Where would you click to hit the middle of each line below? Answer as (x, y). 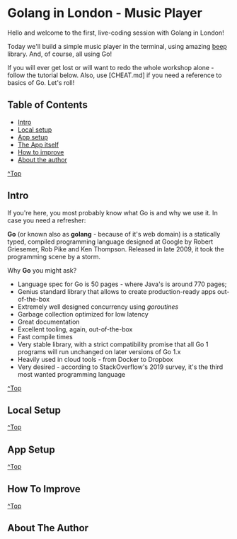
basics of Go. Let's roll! (41, 82)
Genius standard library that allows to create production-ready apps (116, 291)
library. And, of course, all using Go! (59, 54)
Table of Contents (48, 105)
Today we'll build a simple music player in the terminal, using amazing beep (117, 46)
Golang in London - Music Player (105, 13)
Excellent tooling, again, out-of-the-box (75, 329)
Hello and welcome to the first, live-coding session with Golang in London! (116, 33)
